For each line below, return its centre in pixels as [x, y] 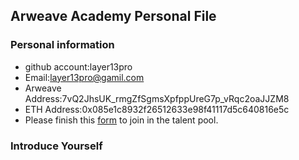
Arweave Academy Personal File [113, 16]
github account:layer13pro [78, 66]
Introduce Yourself [56, 146]
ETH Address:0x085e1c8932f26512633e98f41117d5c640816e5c [157, 109]
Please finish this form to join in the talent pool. [121, 120]
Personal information [62, 45]
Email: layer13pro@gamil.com [84, 77]
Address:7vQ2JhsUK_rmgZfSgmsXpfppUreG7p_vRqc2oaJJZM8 [157, 98]
